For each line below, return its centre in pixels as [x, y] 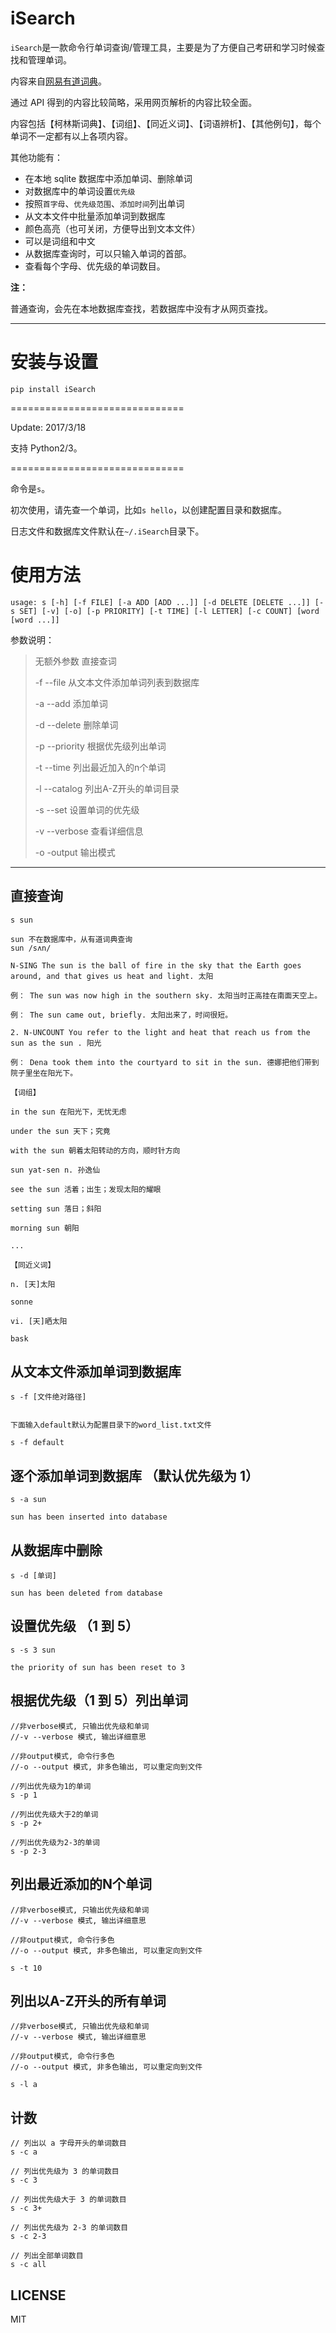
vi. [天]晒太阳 [39, 1321]
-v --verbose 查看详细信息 [89, 831]
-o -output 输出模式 [75, 852]
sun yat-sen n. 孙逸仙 [55, 1170]
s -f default [37, 1443]
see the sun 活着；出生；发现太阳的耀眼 [86, 1189]
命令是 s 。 [30, 488]
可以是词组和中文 [60, 241]
